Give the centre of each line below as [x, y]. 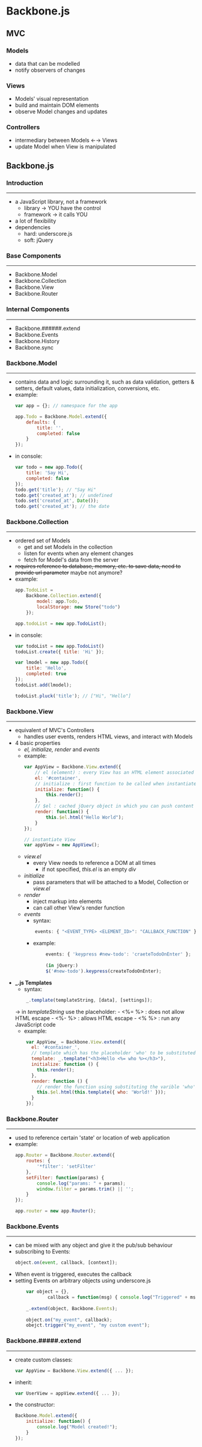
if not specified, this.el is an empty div [89, 869]
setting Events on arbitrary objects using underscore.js [83, 1281]
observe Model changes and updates [61, 112]
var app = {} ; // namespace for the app [66, 406]
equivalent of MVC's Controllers [54, 730]
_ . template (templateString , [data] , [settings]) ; [89, 1000]
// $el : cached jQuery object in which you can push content [115, 806]
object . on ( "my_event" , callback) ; [69, 1320]
